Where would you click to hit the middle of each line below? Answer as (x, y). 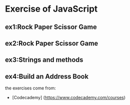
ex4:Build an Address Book (47, 76)
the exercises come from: (31, 88)
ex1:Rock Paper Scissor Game (51, 27)
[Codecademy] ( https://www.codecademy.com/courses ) (69, 98)
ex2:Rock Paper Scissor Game (52, 43)
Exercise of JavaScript (51, 9)
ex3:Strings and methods (44, 60)
